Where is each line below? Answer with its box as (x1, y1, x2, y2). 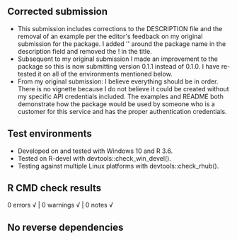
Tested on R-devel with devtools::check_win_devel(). (17, 154, 172, 162)
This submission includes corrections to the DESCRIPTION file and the (17, 24, 223, 33)
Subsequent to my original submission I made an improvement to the (17, 55, 218, 63)
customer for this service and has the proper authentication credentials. (17, 107, 228, 115)
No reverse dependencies (7, 221, 124, 233)
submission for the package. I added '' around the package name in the (17, 39, 226, 48)
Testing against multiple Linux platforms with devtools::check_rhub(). (17, 161, 219, 170)
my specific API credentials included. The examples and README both (17, 92, 224, 101)
